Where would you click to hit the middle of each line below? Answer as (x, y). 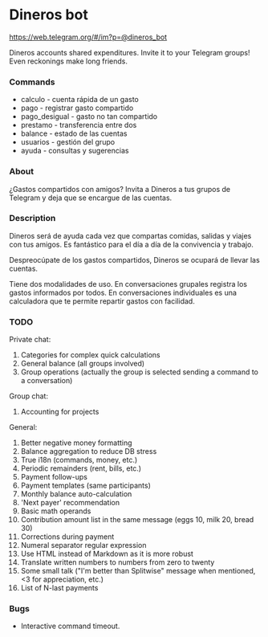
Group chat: (29, 396)
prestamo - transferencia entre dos (79, 125)
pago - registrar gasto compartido (77, 108)
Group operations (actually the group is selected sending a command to (140, 372)
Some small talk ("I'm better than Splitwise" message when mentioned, (138, 571)
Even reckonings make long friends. (68, 61)
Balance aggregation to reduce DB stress (89, 451)
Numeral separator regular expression (83, 545)
